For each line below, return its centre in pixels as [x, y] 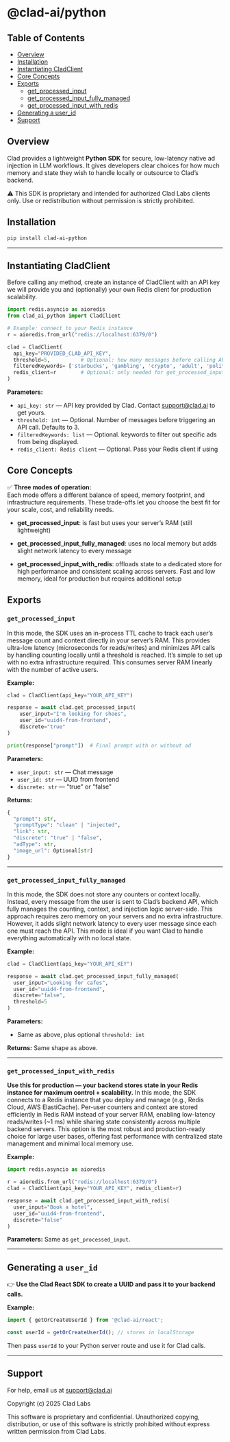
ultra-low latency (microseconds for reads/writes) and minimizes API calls [111, 647]
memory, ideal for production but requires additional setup [99, 579]
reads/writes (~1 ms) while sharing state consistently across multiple [104, 1122]
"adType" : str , [35, 845]
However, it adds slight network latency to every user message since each [112, 923]
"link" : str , [32, 832]
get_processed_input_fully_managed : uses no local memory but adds [117, 543]
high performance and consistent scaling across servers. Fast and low [116, 571]
